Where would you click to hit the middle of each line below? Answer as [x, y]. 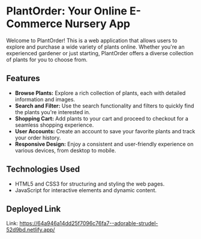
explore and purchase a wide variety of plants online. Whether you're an [95, 47]
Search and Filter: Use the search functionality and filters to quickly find [104, 106]
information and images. [45, 99]
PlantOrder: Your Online [67, 11]
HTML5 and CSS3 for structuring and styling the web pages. [90, 184]
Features [23, 78]
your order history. [38, 138]
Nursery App [98, 24]
